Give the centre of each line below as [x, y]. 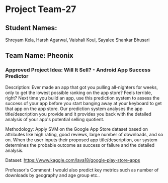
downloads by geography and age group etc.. [53, 175]
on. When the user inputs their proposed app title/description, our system [81, 140]
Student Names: [31, 28]
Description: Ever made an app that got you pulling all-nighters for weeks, [82, 87]
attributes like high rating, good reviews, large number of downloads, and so [84, 134]
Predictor [17, 76]
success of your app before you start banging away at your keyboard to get [83, 103]
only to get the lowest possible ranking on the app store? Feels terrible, [79, 93]
